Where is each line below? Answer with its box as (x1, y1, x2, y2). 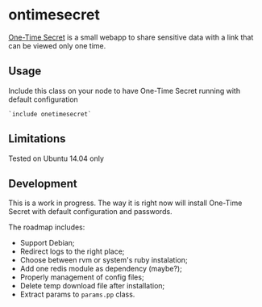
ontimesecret (8, 6, 101, 24)
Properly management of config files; (19, 272, 144, 282)
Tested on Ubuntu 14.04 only (8, 153, 105, 163)
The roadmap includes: (8, 222, 85, 232)
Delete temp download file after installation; (19, 281, 165, 291)
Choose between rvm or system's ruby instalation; (19, 255, 188, 265)
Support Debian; (19, 238, 75, 248)
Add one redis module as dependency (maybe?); (19, 264, 183, 274)
